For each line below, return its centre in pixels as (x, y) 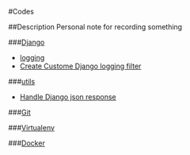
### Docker (27, 143)
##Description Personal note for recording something (95, 27)
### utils (22, 81)
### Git (20, 112)
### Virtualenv (32, 128)
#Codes (21, 12)
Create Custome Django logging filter (80, 66)
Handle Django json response (68, 97)
